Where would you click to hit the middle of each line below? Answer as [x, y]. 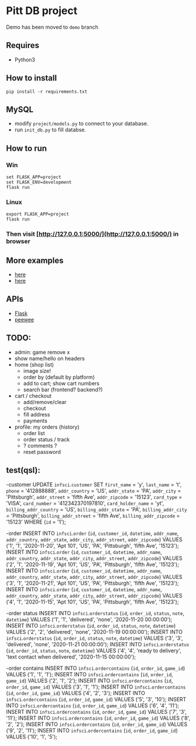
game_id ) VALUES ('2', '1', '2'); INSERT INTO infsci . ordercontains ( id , [90, 680]
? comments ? [40, 445]
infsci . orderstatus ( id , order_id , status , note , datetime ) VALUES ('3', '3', [94, 638]
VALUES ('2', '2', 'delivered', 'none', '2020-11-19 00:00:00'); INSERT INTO [94, 632]
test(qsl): [23, 470]
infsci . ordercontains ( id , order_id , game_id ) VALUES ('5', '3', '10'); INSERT [96, 699]
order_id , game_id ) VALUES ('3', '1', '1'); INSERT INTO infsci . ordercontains [96, 687]
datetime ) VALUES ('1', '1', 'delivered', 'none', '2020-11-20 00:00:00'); [89, 619]
